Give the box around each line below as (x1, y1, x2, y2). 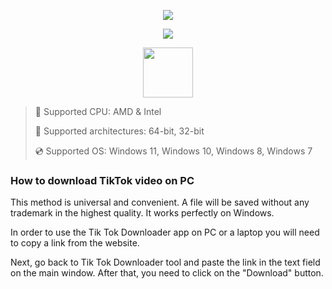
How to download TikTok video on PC (10, 173, 195, 187)
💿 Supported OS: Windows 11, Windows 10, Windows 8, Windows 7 (34, 145, 313, 157)
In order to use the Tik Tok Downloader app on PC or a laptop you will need (10, 226, 320, 239)
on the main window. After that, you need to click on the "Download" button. (10, 267, 324, 279)
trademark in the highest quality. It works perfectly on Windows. (10, 207, 275, 219)
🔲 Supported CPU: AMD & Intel (34, 106, 162, 117)
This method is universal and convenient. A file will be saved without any (10, 196, 310, 209)
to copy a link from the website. (10, 237, 140, 249)
